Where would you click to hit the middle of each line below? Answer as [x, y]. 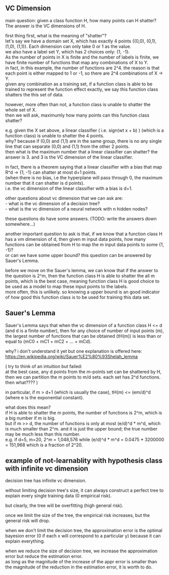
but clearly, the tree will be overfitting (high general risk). [64, 506]
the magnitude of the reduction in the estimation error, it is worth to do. [79, 567]
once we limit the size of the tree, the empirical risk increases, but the [78, 515]
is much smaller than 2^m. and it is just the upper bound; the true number [81, 429]
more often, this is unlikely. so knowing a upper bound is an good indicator [83, 292]
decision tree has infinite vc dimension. [46, 481]
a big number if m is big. [31, 418]
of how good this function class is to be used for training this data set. [78, 297]
